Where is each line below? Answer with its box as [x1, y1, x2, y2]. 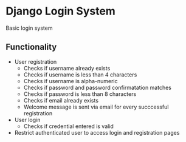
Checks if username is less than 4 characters [23, 71, 137, 78]
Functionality [5, 42, 57, 52]
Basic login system [5, 24, 53, 32]
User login [14, 116, 41, 123]
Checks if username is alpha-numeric [23, 77, 118, 84]
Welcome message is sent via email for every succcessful [23, 103, 169, 110]
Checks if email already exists [23, 96, 98, 104]
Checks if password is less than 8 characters [23, 90, 137, 98]
